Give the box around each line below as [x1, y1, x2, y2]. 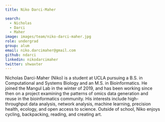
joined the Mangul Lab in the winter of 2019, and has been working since [5, 85, 153, 91]
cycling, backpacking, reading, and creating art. [5, 111, 102, 118]
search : [5, 16, 21, 21]
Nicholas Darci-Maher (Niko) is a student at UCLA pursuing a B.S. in [5, 75, 143, 81]
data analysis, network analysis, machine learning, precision [29, 101, 151, 107]
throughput [5, 101, 28, 107]
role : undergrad [5, 39, 38, 44]
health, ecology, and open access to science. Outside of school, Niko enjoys [5, 106, 160, 112]
